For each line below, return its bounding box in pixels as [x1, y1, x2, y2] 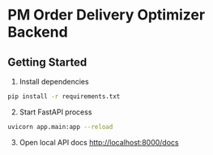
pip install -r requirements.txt [7, 93, 121, 101]
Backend [7, 23, 68, 41]
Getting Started [7, 55, 87, 69]
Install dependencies [19, 77, 90, 86]
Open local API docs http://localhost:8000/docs [19, 137, 179, 147]
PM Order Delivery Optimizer [7, 6, 206, 24]
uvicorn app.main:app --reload [7, 123, 113, 131]
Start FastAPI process [19, 107, 92, 117]
